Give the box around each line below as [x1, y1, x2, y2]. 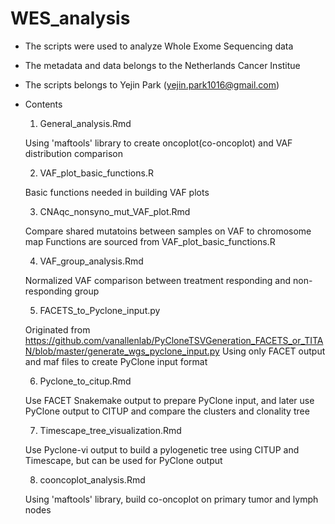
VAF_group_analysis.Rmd [39, 255, 144, 267]
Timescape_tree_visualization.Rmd [39, 424, 182, 436]
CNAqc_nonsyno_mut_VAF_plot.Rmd [39, 205, 191, 217]
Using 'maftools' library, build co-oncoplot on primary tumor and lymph [24, 493, 319, 505]
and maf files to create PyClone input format [24, 355, 208, 367]
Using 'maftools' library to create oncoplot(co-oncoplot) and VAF [24, 137, 293, 149]
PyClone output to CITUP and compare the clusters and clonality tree [24, 405, 310, 417]
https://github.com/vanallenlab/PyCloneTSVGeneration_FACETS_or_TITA [24, 334, 324, 346]
